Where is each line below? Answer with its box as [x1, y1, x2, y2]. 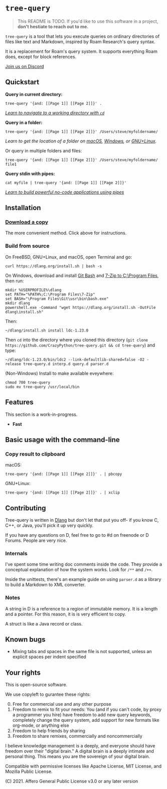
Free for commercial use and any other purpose [12, 701, 111, 707]
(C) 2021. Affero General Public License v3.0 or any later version [5, 778, 138, 784]
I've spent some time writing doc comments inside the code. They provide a [5, 561, 162, 567]
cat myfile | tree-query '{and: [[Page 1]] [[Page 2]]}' [5, 180, 127, 185]
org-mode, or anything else [12, 722, 69, 728]
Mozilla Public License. [5, 768, 53, 774]
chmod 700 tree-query [5, 380, 51, 385]
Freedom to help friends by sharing [12, 728, 85, 734]
